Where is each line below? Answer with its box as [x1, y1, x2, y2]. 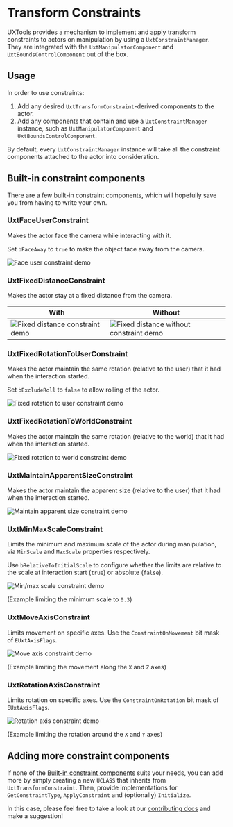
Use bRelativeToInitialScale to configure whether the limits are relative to [7, 561, 222, 569]
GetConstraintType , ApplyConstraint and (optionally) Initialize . [7, 790, 191, 799]
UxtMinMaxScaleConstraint [7, 524, 103, 534]
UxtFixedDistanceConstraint [7, 276, 105, 285]
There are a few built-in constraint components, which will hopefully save [7, 191, 217, 199]
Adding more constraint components [7, 750, 170, 762]
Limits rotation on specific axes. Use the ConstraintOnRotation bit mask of [7, 696, 219, 704]
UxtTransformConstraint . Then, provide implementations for [7, 783, 178, 792]
